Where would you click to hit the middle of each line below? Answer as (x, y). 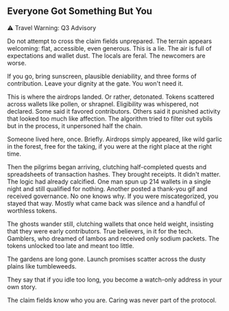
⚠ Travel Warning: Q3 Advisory (52, 27)
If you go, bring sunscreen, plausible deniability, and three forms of (102, 76)
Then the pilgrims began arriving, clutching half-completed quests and (107, 166)
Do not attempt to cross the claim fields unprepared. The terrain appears (110, 41)
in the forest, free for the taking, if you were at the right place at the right (110, 146)
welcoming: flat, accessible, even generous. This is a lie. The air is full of (109, 48)
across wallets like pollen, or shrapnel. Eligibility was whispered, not (103, 104)
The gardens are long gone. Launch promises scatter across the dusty (106, 259)
